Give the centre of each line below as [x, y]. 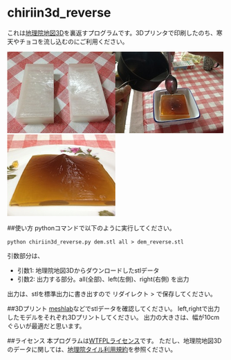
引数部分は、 [25, 255]
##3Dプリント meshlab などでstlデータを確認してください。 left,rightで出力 [113, 308]
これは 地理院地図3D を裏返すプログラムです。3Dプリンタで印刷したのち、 [112, 33]
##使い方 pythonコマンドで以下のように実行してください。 [91, 228]
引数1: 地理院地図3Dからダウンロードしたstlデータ [88, 270]
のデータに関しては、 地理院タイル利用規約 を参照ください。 [92, 349]
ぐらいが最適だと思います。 [46, 326]
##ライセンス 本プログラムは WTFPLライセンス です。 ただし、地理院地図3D [114, 341]
